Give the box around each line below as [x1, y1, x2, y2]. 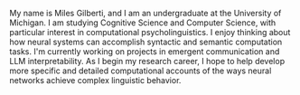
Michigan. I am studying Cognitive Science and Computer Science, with [9, 17, 277, 28]
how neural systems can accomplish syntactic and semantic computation [9, 36, 283, 47]
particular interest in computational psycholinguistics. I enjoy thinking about [9, 27, 291, 37]
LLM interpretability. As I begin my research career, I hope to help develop [9, 56, 286, 66]
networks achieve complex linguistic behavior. [9, 75, 182, 85]
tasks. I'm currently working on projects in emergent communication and [9, 46, 280, 57]
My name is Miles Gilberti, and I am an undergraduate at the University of [9, 8, 282, 18]
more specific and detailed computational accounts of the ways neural [9, 65, 272, 76]
